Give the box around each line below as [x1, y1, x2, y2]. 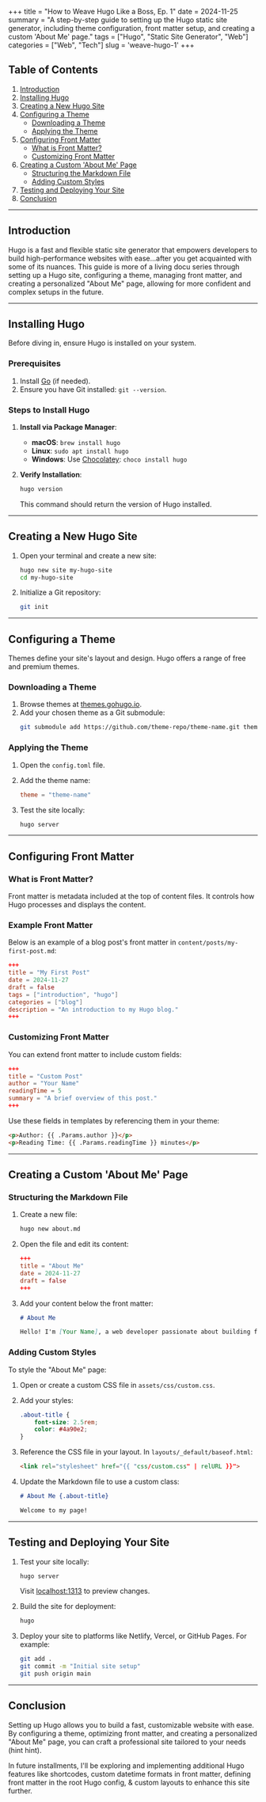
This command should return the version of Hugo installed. [19, 499, 212, 509]
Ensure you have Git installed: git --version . [19, 384, 167, 394]
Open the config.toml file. [19, 760, 105, 770]
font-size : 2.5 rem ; [34, 1418, 99, 1426]
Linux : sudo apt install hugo [31, 447, 129, 456]
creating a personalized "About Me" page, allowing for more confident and [8, 279, 251, 288]
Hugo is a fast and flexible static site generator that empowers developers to [8, 245, 258, 254]
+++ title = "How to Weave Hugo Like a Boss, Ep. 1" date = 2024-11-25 [8, 7, 239, 16]
